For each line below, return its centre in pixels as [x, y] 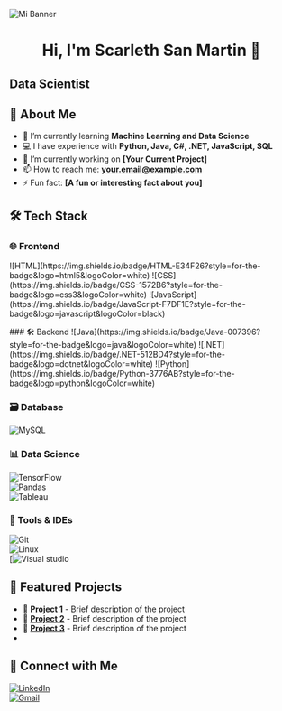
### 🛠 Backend [39, 332]
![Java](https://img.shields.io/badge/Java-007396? [166, 332]
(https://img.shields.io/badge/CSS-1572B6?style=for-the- [116, 285]
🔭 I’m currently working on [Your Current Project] [114, 159]
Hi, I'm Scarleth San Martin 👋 [151, 51]
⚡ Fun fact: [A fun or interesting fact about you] [112, 183]
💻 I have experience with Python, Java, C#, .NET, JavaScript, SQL [147, 146]
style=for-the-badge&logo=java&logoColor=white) [103, 345]
